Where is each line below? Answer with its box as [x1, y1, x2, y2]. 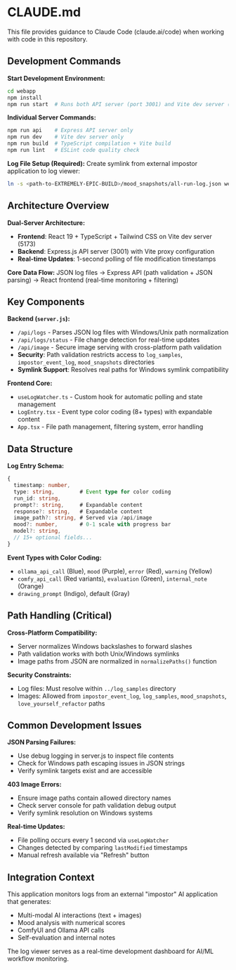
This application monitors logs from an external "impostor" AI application [7, 890, 218, 898]
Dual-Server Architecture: [7, 219, 86, 227]
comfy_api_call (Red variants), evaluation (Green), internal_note [17, 574, 207, 583]
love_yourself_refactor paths [17, 699, 105, 707]
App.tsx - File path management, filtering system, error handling [17, 422, 204, 431]
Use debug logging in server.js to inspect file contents [17, 751, 174, 760]
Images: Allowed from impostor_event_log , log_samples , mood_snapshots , [17, 692, 227, 700]
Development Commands [7, 56, 122, 67]
